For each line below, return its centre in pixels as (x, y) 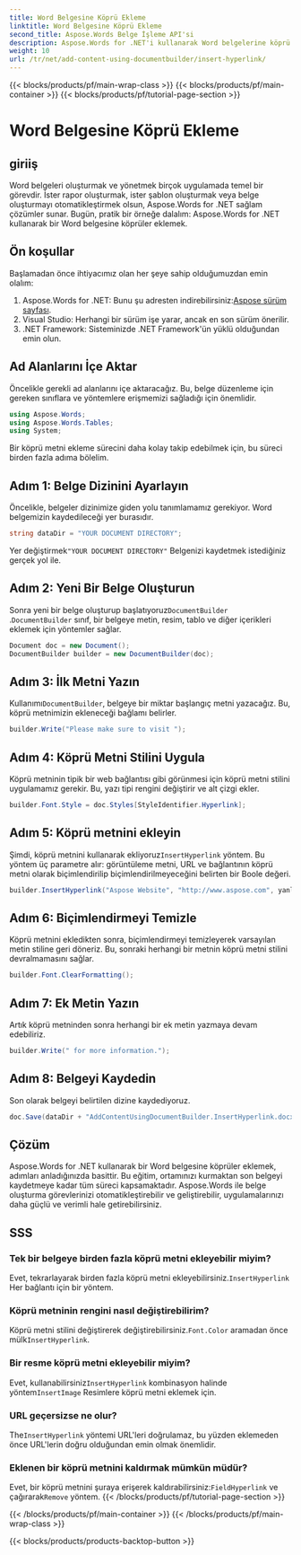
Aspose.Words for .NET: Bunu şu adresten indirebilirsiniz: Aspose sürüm (155, 300)
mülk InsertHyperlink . (50, 1340)
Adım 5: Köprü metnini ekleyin (95, 833)
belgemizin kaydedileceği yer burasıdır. (82, 517)
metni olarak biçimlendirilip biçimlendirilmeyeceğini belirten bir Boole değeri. (150, 874)
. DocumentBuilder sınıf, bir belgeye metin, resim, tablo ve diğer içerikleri (140, 619)
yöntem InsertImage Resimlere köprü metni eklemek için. (113, 1392)
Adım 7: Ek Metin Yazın (74, 1003)
